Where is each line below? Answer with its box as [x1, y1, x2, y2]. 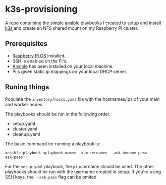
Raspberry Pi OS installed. [12, 53, 66, 59]
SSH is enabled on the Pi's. [12, 58, 68, 64]
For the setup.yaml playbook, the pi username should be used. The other [5, 163, 155, 169]
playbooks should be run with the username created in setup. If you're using [5, 169, 161, 175]
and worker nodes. [5, 101, 44, 107]
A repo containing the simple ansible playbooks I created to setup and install [5, 20, 161, 26]
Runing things [5, 83, 50, 91]
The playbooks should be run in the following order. [5, 111, 111, 117]
